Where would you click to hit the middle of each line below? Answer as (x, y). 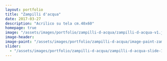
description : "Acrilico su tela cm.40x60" (50, 23)
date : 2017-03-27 (23, 19)
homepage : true (21, 28)
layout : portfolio (24, 10)
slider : (13, 46)
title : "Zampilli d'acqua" (33, 14)
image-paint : (19, 42)
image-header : (20, 37)
